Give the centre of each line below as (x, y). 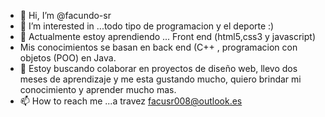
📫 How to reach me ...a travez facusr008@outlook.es (131, 101)
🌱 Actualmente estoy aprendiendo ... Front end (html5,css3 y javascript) (168, 36)
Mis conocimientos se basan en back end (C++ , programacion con (158, 47)
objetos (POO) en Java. (68, 58)
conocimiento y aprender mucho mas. (98, 89)
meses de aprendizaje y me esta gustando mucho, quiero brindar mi (160, 79)
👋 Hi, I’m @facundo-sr (65, 15)
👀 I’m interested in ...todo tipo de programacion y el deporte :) (147, 26)
